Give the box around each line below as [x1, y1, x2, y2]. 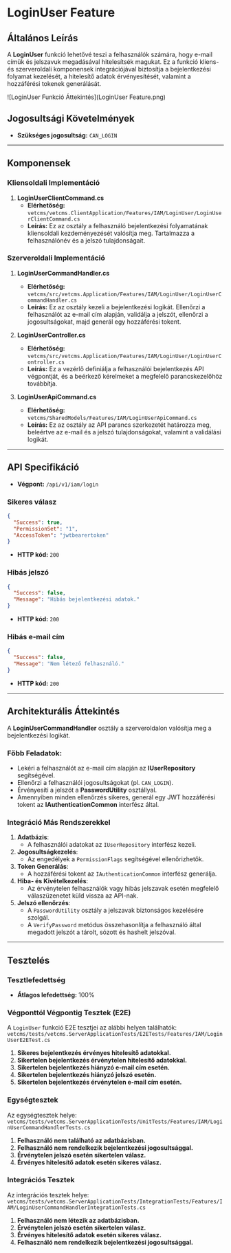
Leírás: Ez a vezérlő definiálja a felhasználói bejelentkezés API [27, 364, 204, 373]
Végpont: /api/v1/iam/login [16, 480, 99, 488]
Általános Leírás [7, 32, 78, 44]
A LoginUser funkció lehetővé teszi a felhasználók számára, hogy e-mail [7, 50, 213, 58]
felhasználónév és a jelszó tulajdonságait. [27, 236, 146, 245]
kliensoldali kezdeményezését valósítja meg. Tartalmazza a [27, 229, 195, 237]
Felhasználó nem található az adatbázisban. [16, 1136, 146, 1144]
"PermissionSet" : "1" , [13, 525, 78, 532]
